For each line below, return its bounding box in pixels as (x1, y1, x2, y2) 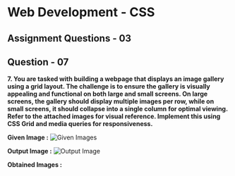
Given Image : (7, 133, 49, 142)
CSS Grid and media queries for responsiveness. (7, 120, 153, 128)
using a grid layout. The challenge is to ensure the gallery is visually (7, 82, 210, 91)
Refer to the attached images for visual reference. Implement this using (7, 112, 221, 120)
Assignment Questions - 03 (7, 32, 132, 44)
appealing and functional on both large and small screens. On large (7, 89, 208, 99)
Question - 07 (7, 56, 69, 68)
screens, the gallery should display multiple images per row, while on (7, 97, 215, 106)
